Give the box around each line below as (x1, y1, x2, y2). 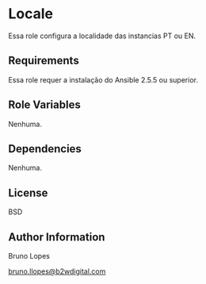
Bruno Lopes (8, 251, 50, 260)
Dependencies (8, 142, 82, 155)
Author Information (8, 230, 105, 244)
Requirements (8, 54, 79, 67)
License (8, 186, 48, 199)
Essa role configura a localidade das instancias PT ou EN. (8, 31, 196, 40)
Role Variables (8, 98, 81, 112)
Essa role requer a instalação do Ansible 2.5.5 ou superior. (8, 75, 198, 84)
